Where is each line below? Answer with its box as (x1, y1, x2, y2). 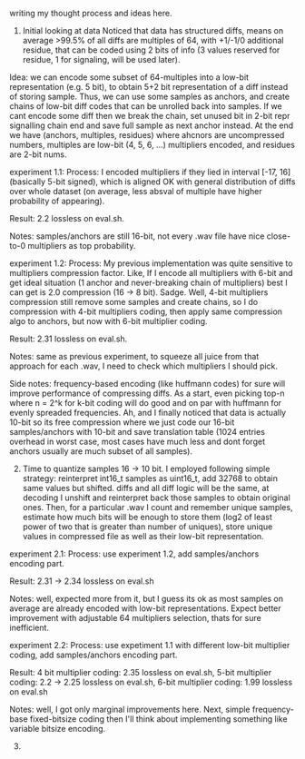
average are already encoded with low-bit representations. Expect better (9, 603, 281, 614)
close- (266, 231, 291, 241)
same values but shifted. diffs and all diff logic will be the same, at (22, 483, 270, 493)
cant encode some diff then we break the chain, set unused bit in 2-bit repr (9, 111, 290, 121)
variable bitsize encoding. (9, 724, 106, 734)
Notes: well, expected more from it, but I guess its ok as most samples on (9, 594, 284, 604)
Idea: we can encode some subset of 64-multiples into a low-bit (9, 72, 250, 83)
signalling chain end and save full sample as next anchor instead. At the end (9, 120, 294, 131)
